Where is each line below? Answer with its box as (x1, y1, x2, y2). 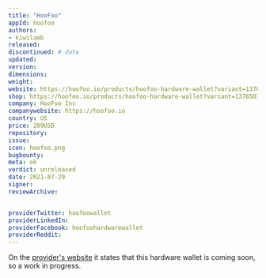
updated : (8, 56, 37, 64)
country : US (8, 115, 47, 122)
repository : (8, 129, 47, 137)
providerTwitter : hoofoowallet (8, 208, 112, 217)
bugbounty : (8, 151, 44, 159)
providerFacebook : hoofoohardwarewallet (8, 224, 144, 231)
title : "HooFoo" (8, 11, 62, 20)
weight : (8, 77, 34, 85)
